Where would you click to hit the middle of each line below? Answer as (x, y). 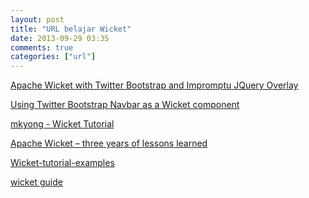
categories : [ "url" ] (53, 57)
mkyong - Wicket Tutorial (62, 124)
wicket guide (36, 182)
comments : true (42, 47)
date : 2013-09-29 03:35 (60, 38)
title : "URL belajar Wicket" (71, 29)
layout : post (37, 19)
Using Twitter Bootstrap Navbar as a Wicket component (125, 105)
